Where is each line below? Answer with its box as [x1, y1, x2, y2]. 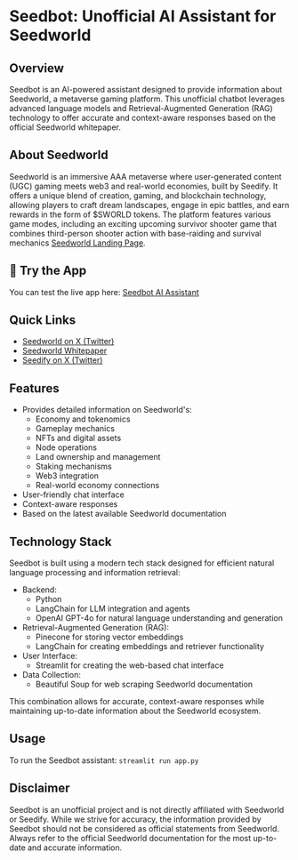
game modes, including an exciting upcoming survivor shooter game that [9, 218, 278, 229]
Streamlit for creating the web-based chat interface [35, 660, 224, 671]
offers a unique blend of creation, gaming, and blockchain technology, [9, 189, 267, 201]
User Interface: [21, 651, 78, 662]
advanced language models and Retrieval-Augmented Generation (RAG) [9, 103, 273, 113]
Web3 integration [35, 470, 100, 481]
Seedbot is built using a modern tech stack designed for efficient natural [9, 558, 275, 568]
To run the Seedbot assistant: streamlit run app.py [9, 754, 199, 766]
